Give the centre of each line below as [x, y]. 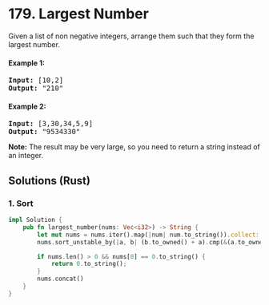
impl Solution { [35, 220]
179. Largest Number [79, 14]
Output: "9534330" [44, 132]
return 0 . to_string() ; [89, 264]
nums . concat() [60, 279]
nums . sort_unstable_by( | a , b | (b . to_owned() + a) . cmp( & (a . [138, 242]
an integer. [26, 156]
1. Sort [21, 203]
